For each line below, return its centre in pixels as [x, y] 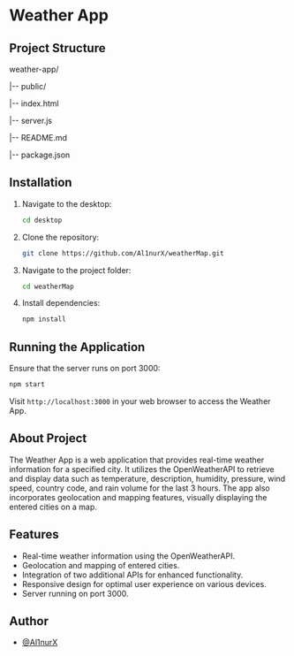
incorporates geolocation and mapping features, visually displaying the [138, 497]
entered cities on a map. [53, 507]
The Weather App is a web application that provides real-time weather [137, 460]
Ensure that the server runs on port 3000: [85, 369]
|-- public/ [28, 86]
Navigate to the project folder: [76, 270]
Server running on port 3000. [75, 593]
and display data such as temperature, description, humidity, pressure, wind [147, 478]
